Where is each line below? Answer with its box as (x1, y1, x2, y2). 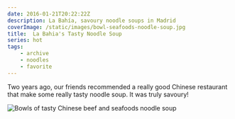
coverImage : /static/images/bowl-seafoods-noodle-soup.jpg (7, 23, 186, 30)
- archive (20, 50, 50, 57)
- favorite (20, 63, 53, 70)
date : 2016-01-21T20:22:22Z (7, 10, 91, 18)
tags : (7, 43, 23, 50)
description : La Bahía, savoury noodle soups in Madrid (7, 17, 176, 24)
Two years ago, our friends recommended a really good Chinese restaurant (7, 82, 228, 91)
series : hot (7, 37, 43, 44)
